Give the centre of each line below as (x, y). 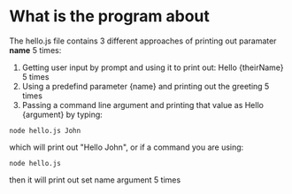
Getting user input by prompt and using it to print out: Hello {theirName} (153, 67)
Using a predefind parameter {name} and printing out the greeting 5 (146, 86)
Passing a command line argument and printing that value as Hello (142, 105)
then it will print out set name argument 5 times (95, 180)
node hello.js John (45, 130)
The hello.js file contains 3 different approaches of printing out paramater (143, 41)
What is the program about (110, 16)
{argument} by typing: (62, 114)
